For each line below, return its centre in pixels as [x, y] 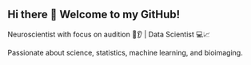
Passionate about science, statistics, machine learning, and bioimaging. [125, 52]
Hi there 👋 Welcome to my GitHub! [94, 15]
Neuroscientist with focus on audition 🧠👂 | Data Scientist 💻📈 [109, 34]
